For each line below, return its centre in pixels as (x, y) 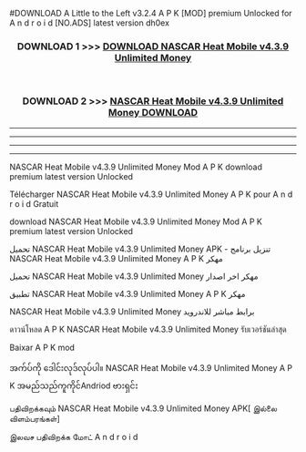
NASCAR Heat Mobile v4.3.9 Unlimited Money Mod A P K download (136, 167)
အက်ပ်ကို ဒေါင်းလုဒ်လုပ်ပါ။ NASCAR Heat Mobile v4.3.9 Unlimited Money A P (151, 367)
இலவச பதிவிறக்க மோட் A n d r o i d (74, 437)
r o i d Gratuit (34, 203)
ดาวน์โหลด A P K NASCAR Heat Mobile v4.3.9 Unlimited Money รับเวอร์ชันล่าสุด (148, 329)
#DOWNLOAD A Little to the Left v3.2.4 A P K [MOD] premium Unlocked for (151, 13)
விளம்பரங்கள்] (35, 418)
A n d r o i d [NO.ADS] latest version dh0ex (90, 23)
